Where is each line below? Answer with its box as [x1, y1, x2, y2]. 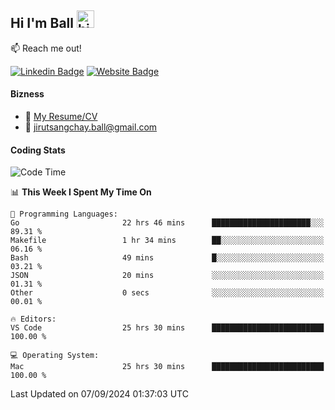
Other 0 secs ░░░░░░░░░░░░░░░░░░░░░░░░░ [10, 288, 325, 298]
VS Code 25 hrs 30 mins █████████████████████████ [10, 323, 325, 333]
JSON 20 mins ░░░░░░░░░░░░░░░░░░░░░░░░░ [10, 271, 325, 281]
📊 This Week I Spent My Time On [10, 186, 152, 198]
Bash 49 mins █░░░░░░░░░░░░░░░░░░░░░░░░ [10, 253, 325, 263]
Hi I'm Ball [10, 15, 74, 32]
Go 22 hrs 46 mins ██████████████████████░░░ [10, 218, 325, 228]
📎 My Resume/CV [24, 111, 98, 123]
